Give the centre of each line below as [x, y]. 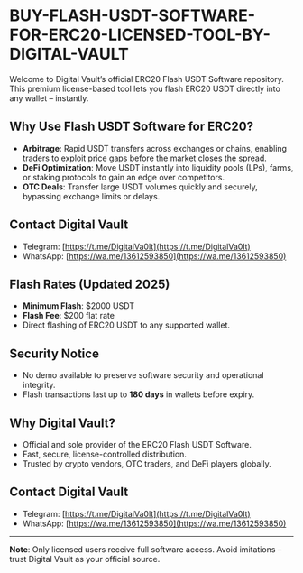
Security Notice [54, 353]
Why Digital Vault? [62, 423]
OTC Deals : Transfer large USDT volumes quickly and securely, [140, 187]
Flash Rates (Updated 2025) [90, 284]
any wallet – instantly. [49, 98]
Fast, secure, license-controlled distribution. [105, 454]
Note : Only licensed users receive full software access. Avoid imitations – [146, 549]
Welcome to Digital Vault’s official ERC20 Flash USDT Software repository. [147, 79]
